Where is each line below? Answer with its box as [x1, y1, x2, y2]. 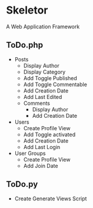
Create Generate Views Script [14, 195, 87, 202]
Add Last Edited [23, 93, 62, 100]
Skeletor [6, 4, 48, 17]
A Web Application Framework [6, 23, 80, 30]
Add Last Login [23, 143, 61, 150]
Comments [23, 100, 51, 107]
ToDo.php [6, 40, 43, 50]
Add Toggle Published [23, 74, 78, 81]
